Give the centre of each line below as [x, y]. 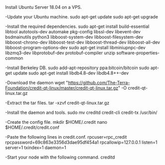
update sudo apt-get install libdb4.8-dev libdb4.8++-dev [71, 73]
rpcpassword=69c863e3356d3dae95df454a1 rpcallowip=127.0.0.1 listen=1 [81, 142]
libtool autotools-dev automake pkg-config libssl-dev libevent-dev [73, 32]
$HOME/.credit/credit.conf [32, 127]
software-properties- [138, 53]
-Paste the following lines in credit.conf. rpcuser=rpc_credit [66, 137]
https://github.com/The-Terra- [99, 82]
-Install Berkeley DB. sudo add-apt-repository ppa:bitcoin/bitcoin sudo [77, 68]
